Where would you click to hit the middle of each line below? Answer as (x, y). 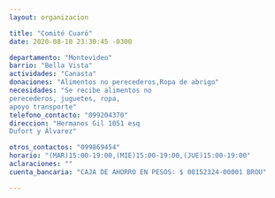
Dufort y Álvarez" (43, 132)
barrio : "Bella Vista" (51, 66)
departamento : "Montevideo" (61, 57)
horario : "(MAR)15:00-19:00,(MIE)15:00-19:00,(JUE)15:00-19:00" (130, 156)
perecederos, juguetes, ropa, (65, 98)
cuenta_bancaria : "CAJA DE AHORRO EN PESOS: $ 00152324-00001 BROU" (138, 172)
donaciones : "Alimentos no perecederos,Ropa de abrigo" (114, 82)
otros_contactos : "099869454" (65, 148)
